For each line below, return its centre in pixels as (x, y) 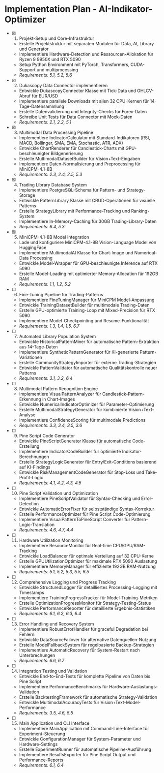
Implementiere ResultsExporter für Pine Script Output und (77, 754)
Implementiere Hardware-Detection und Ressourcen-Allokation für (86, 54)
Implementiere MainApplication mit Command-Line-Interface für (84, 728)
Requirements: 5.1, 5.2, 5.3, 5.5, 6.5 (54, 571)
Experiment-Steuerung (42, 734)
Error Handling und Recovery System (56, 624)
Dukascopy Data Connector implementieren (63, 85)
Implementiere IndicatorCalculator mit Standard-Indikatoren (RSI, (84, 138)
